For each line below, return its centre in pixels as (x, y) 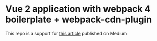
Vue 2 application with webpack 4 (78, 9)
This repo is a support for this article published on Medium (66, 33)
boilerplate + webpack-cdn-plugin (79, 20)
